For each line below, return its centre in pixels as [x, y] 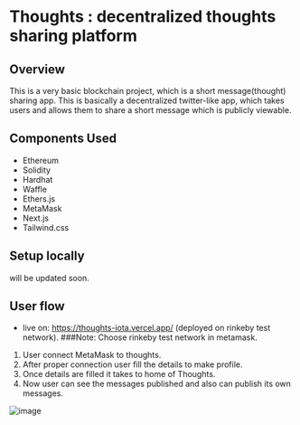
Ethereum [40, 160]
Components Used [63, 139]
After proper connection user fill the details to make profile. [132, 364]
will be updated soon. [50, 278]
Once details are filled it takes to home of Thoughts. [119, 374]
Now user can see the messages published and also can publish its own [157, 384]
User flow [37, 306]
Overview [37, 69]
